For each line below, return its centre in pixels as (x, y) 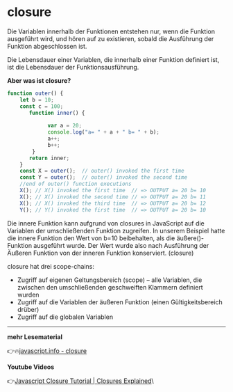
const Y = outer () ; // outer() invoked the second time (104, 178)
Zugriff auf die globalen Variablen (65, 317)
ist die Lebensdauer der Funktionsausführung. (73, 67)
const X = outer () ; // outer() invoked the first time (102, 171)
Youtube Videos (31, 367)
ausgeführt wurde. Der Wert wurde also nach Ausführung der (121, 245)
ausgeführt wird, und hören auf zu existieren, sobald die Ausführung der (111, 38)
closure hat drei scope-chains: (51, 266)
